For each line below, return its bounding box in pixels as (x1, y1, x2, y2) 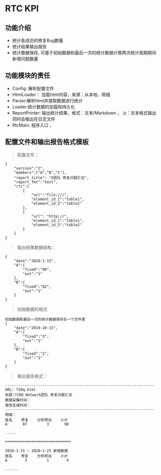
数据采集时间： (5, 397, 31, 403)
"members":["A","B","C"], (14, 170, 67, 175)
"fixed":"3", (23, 334, 49, 339)
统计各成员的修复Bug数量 (12, 38, 64, 43)
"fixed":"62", (23, 284, 51, 289)
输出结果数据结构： (17, 244, 56, 250)
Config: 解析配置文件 (12, 85, 54, 91)
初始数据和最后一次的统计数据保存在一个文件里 (5, 317, 86, 322)
